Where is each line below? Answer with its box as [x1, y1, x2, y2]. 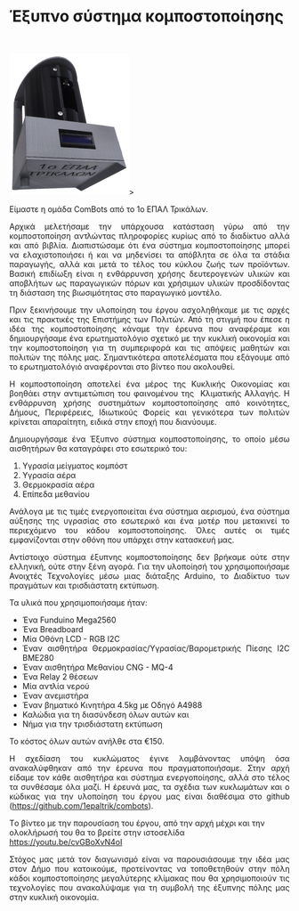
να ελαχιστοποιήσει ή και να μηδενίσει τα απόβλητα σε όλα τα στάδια [9, 249, 290, 260]
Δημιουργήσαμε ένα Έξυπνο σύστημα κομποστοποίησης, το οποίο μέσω [9, 434, 290, 444]
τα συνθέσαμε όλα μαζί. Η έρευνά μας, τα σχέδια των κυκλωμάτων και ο [9, 781, 290, 792]
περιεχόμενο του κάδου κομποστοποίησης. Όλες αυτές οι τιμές [9, 525, 290, 535]
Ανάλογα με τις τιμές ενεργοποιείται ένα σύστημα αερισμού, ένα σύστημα [9, 506, 290, 517]
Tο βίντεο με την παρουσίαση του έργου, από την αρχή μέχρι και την [9, 817, 265, 828]
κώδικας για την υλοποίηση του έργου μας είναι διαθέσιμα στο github [9, 791, 290, 801]
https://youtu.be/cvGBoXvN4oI [9, 836, 123, 847]
